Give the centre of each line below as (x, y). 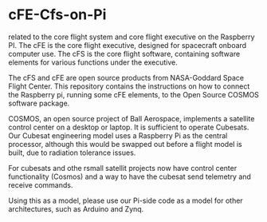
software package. (39, 103)
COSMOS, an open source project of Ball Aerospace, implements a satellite (132, 118)
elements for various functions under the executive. (93, 62)
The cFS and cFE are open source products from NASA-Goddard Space (126, 77)
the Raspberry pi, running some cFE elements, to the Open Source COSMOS (133, 94)
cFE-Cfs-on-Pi (57, 15)
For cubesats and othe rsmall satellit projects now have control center (123, 168)
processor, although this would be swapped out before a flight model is (125, 144)
